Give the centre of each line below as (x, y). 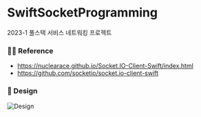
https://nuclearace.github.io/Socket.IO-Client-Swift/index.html (105, 66)
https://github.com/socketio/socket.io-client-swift (88, 73)
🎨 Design (22, 91)
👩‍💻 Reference (30, 51)
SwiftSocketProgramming (83, 13)
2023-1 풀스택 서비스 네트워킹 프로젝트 (60, 32)
